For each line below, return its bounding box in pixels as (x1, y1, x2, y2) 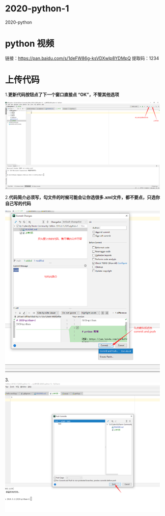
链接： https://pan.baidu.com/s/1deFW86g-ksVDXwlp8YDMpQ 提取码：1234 (5, 55, 159, 61)
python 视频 (5, 38, 55, 49)
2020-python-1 (5, 3, 70, 14)
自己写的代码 (5, 200, 31, 207)
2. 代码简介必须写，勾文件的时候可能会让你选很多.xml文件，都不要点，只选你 (5, 194, 160, 200)
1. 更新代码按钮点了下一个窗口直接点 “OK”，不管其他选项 (5, 92, 119, 97)
